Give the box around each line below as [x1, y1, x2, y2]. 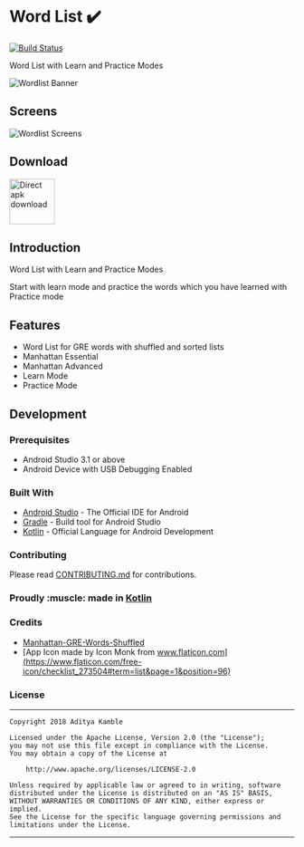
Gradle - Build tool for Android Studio [22, 516, 161, 527]
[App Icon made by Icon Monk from [22, 646, 156, 657]
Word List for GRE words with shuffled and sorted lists [22, 342, 224, 352]
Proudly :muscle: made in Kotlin [9, 592, 152, 604]
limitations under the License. [9, 820, 131, 829]
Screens [9, 104, 57, 120]
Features [9, 317, 61, 332]
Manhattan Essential [22, 351, 99, 362]
